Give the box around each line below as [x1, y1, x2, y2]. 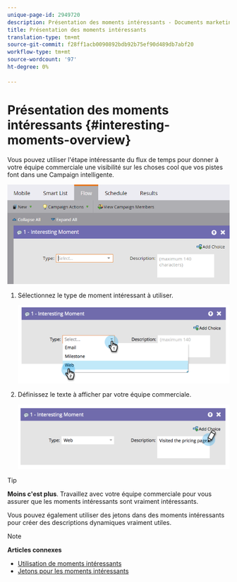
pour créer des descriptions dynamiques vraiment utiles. [7, 518, 172, 526]
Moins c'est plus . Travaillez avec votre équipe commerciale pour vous [7, 490, 212, 498]
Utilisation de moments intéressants [17, 559, 122, 567]
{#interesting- [85, 117, 171, 133]
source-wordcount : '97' [7, 56, 78, 63]
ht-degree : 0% [7, 63, 49, 70]
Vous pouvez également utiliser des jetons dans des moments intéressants [7, 511, 225, 519]
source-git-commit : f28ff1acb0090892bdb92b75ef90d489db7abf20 [7, 41, 194, 49]
